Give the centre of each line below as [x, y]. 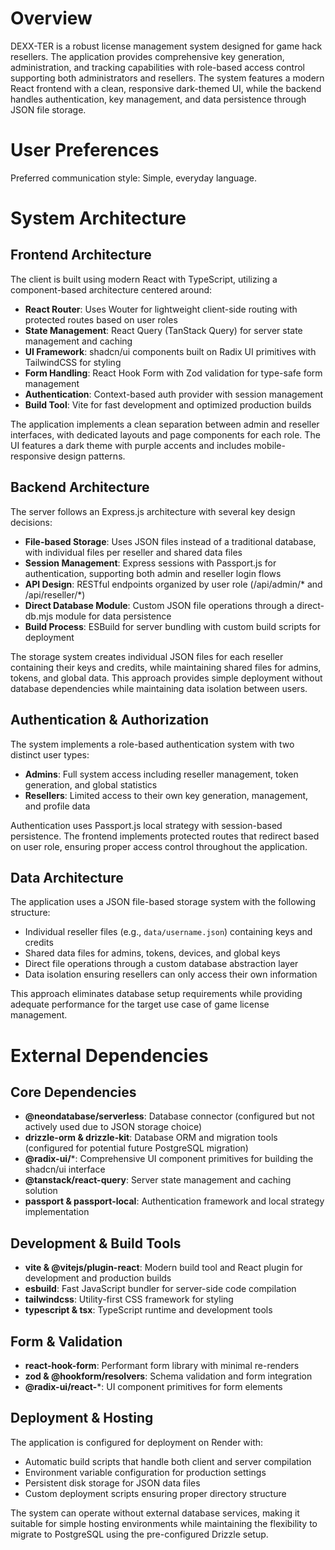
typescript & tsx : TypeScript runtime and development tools [148, 1310]
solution [41, 1191]
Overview [51, 18]
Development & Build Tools [96, 1243]
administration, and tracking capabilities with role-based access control [157, 67]
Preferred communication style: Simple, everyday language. [133, 178]
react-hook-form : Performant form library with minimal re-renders [162, 1365]
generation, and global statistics [91, 784]
